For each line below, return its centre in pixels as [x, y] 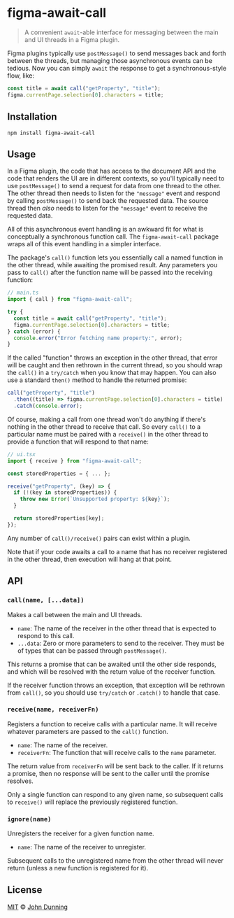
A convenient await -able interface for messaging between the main [121, 32]
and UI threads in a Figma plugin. [72, 39]
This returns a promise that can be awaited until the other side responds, [112, 664]
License [25, 890]
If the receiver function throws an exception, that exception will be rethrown [116, 685]
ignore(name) [29, 819]
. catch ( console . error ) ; [48, 406]
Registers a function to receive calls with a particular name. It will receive [112, 724]
